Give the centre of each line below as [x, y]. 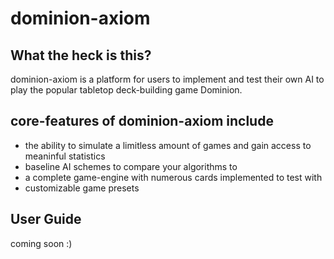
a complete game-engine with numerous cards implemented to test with [173, 177]
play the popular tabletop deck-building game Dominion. [126, 90]
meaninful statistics [65, 156]
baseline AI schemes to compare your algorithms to [131, 166]
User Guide [46, 219]
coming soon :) [41, 243]
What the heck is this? [81, 55]
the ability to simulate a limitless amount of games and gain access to [168, 145]
